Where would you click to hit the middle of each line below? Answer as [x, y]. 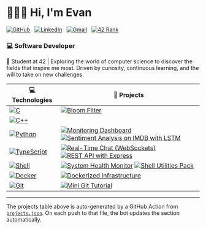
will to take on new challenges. [45, 75]
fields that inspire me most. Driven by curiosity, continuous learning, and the [103, 68]
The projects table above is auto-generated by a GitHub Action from [92, 207]
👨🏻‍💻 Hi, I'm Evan [49, 13]
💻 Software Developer [41, 45]
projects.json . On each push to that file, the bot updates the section [93, 213]
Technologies [32, 100]
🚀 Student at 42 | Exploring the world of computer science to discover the [100, 61]
